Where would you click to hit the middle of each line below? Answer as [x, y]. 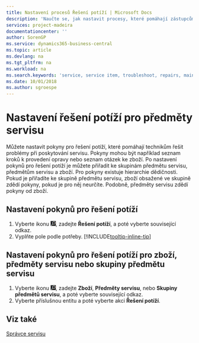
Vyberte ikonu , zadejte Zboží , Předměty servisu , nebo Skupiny [96, 288]
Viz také [22, 320]
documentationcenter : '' [37, 31]
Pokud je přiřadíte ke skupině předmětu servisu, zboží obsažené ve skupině [99, 179]
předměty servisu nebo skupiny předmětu [86, 264]
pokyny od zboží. [27, 191]
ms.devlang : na [25, 56]
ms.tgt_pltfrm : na [29, 62]
